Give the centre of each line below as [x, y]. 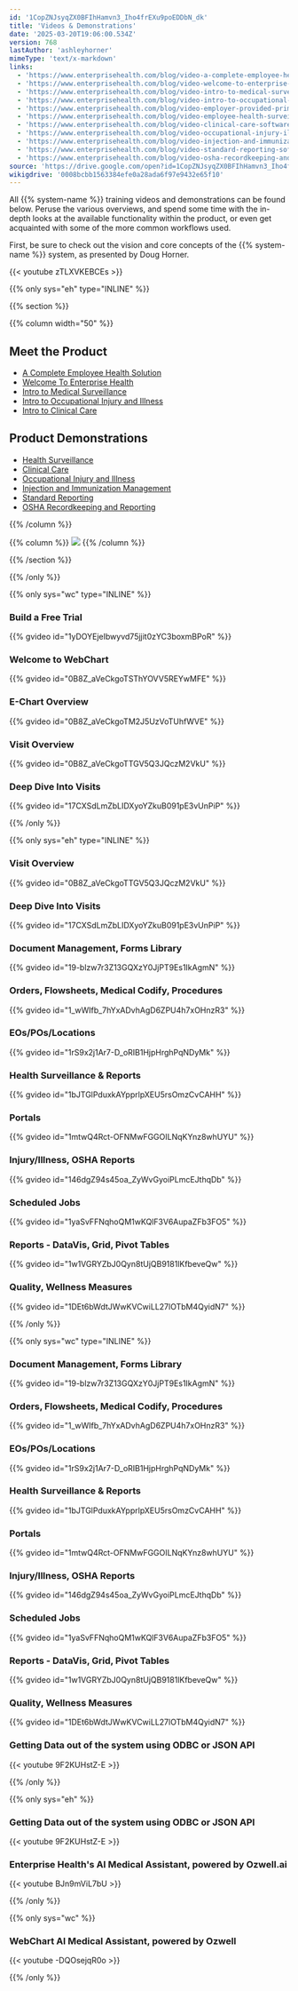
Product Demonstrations [78, 438]
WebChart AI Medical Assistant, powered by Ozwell [123, 1941]
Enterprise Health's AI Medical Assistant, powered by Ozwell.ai [149, 1864]
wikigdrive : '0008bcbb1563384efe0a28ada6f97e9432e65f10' [117, 174]
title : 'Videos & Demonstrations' [73, 26]
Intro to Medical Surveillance [74, 392]
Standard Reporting [58, 498]
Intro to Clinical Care [59, 410]
